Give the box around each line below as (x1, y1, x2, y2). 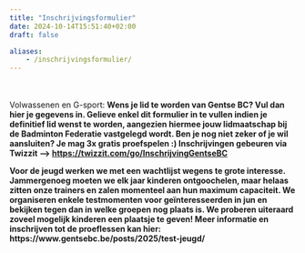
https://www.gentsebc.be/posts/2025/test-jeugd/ (9, 233, 206, 244)
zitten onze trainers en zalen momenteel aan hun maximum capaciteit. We (9, 185, 296, 196)
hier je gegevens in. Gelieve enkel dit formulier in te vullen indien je (9, 109, 268, 120)
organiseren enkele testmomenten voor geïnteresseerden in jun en (9, 195, 268, 206)
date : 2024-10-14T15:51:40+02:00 (9, 22, 137, 31)
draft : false (9, 30, 59, 39)
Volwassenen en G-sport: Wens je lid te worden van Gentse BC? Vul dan (9, 99, 285, 110)
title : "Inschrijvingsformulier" (9, 13, 137, 23)
